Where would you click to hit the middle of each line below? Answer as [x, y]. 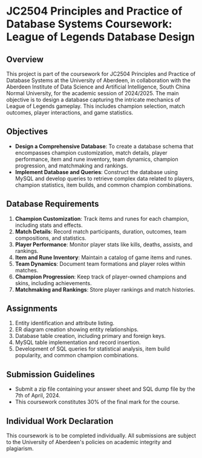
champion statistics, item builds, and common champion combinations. [103, 185]
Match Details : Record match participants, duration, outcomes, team [100, 231]
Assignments [32, 308]
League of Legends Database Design [101, 37]
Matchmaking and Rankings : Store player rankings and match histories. [105, 289]
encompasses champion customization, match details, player [91, 152]
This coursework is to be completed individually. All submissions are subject [101, 436]
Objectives [27, 132]
